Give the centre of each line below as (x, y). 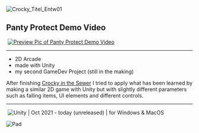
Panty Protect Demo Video (56, 27)
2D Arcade (28, 59)
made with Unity (35, 65)
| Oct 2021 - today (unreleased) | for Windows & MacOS (96, 112)
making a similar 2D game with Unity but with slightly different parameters (97, 89)
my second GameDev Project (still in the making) (74, 72)
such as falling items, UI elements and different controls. (75, 95)
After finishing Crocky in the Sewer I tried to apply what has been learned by (99, 83)
